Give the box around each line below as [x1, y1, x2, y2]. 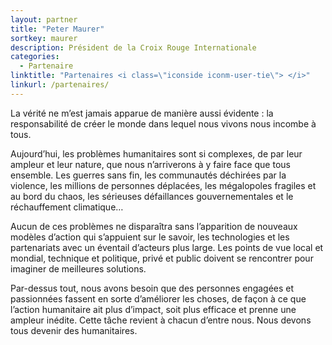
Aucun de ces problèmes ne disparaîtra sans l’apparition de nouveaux [10, 220, 298, 232]
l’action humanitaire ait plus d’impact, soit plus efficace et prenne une [10, 303, 297, 315]
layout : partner [10, 14, 78, 25]
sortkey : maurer [10, 33, 78, 43]
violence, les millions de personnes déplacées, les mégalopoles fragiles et [10, 179, 317, 191]
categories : [10, 52, 60, 62]
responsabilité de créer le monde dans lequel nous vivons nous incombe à [10, 117, 317, 130]
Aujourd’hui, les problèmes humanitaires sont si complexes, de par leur [10, 147, 303, 160]
